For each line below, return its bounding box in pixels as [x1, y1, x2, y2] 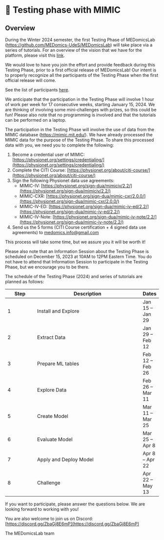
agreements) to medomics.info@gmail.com [12, 230, 99, 235]
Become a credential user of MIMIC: [12, 151, 85, 157]
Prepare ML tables [37, 360, 80, 367]
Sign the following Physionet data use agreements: [12, 178, 115, 183]
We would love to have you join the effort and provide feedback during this [5, 62, 155, 67]
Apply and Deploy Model [37, 456, 94, 463]
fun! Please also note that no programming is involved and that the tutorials [5, 112, 156, 118]
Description [73, 290, 102, 297]
